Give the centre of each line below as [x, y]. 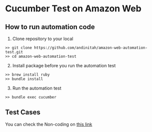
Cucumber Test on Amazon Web [73, 9]
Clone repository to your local [43, 39]
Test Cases [23, 112]
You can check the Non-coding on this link [49, 124]
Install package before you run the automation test [64, 66]
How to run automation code [50, 27]
